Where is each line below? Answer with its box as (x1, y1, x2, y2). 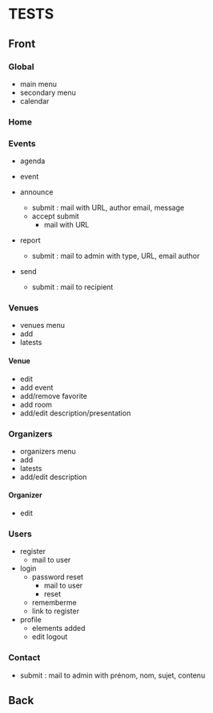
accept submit (31, 211, 80, 221)
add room (19, 400, 52, 409)
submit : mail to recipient (31, 282, 114, 292)
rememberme (31, 598, 78, 608)
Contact (8, 652, 41, 663)
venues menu (19, 321, 66, 330)
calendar (19, 96, 50, 105)
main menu (19, 79, 58, 88)
